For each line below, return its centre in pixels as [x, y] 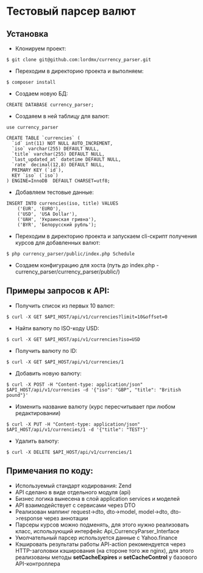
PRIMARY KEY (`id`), [38, 170]
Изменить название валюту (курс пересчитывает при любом [95, 406]
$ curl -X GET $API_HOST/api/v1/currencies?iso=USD [73, 339]
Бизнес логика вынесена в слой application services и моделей [97, 498]
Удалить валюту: [37, 441]
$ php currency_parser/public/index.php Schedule [71, 254]
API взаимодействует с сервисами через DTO [75, 505]
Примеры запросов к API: [58, 291]
